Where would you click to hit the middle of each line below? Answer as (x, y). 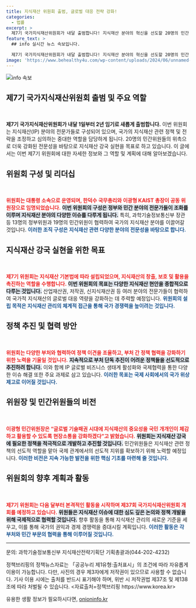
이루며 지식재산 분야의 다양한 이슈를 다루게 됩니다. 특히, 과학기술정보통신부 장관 (96, 215)
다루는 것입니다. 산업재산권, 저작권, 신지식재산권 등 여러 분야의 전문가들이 (89, 291)
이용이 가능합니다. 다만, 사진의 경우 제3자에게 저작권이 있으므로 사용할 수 (88, 572)
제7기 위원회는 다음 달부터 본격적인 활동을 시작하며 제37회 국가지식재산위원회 (93, 505)
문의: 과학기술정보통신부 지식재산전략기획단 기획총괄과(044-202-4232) (88, 552)
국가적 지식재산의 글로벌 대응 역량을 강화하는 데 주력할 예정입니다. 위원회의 (97, 299)
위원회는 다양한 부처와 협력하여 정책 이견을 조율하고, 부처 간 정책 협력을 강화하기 (96, 353)
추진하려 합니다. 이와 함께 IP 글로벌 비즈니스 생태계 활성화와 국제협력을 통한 (92, 367)
